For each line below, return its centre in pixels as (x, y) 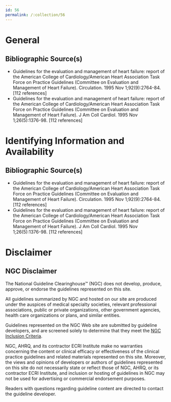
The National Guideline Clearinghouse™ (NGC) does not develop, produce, (84, 283)
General (23, 40)
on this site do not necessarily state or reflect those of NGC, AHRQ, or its (82, 367)
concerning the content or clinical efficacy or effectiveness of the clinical (82, 351)
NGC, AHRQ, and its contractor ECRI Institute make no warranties (74, 346)
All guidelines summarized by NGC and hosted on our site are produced (81, 299)
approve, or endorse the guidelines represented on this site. (68, 289)
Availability (30, 152)
